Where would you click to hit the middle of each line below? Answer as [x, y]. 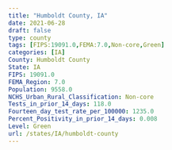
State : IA [25, 67]
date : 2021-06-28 [37, 23]
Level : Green [30, 126]
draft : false [30, 30]
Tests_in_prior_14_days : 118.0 [60, 104]
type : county [30, 38]
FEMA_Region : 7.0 [37, 82]
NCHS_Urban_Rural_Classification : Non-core [81, 97]
